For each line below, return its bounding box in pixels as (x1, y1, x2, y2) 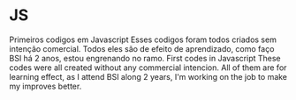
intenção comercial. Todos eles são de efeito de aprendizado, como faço (9, 43, 275, 54)
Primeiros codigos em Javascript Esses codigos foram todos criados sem (9, 34, 277, 45)
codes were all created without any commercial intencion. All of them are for (9, 62, 287, 73)
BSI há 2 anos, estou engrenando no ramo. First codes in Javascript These (9, 53, 281, 63)
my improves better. (9, 81, 82, 91)
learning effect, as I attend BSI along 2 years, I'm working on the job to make (9, 71, 288, 82)
